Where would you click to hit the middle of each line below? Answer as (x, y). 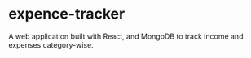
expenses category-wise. (51, 44)
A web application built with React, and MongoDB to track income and (126, 36)
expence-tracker (67, 14)
